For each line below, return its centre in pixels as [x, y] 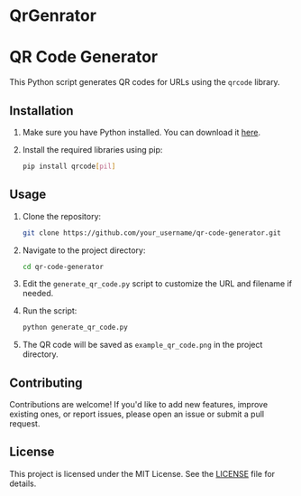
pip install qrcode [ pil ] [69, 166]
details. [23, 483]
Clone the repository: [62, 216]
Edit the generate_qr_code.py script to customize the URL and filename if [157, 284]
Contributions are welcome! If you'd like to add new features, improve [139, 405]
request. [25, 424]
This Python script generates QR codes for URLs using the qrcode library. [145, 82]
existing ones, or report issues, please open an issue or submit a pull [137, 414]
